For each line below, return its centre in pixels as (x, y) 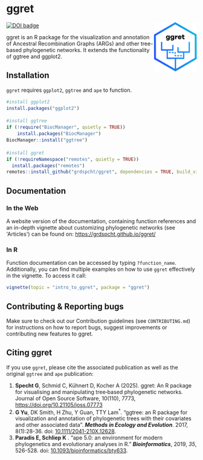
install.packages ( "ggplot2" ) (43, 108)
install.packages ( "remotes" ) (48, 166)
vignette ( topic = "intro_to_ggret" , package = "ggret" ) (78, 288)
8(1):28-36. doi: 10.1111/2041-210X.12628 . (66, 432)
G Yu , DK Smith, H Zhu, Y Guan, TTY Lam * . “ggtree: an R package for (101, 412)
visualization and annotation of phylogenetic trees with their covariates (103, 418)
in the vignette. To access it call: (46, 276)
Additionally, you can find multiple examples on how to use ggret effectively (101, 269)
